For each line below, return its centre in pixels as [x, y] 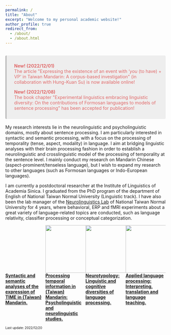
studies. [54, 319]
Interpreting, [139, 286]
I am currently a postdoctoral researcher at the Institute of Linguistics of [81, 186]
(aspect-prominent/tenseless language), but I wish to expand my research [83, 165]
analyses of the [22, 286]
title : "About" [21, 15]
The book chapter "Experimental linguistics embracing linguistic [81, 97]
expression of [20, 292]
